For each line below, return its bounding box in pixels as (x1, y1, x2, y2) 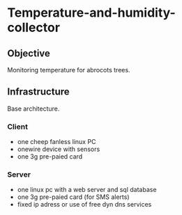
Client (7, 122, 28, 132)
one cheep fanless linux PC (17, 138, 96, 146)
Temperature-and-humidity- (7, 5, 176, 21)
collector (7, 19, 61, 35)
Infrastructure (7, 86, 70, 98)
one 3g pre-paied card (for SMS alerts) (17, 193, 130, 201)
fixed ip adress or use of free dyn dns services (17, 200, 152, 209)
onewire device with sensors (17, 145, 100, 154)
